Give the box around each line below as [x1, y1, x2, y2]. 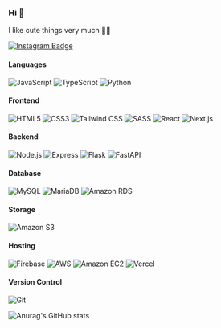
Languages [8, 59, 47, 69]
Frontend [8, 96, 40, 105]
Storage [8, 204, 36, 214]
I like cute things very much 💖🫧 [8, 26, 111, 35]
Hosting [8, 240, 36, 250]
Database [8, 168, 42, 178]
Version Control [8, 277, 63, 287]
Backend [8, 132, 39, 141]
